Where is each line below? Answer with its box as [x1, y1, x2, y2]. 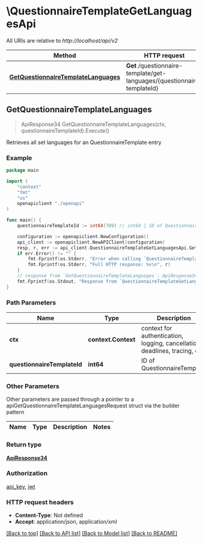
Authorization [6, 469, 48, 477]
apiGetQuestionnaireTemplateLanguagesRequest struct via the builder [6, 402, 180, 409]
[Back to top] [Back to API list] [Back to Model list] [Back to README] [6, 530, 177, 537]
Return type [6, 441, 42, 449]
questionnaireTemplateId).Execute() [20, 127, 109, 134]
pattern [6, 409, 25, 416]
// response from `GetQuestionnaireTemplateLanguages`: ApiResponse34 [17, 273, 198, 279]
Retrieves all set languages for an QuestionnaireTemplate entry [6, 139, 162, 146]
